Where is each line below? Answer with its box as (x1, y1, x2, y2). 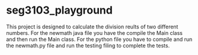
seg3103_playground (6, 4, 113, 17)
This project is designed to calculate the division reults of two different (6, 23, 178, 30)
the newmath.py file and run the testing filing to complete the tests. (6, 42, 170, 49)
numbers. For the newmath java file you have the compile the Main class (6, 29, 183, 36)
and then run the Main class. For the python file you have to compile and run (6, 35, 193, 43)
